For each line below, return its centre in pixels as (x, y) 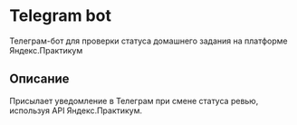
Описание (39, 79)
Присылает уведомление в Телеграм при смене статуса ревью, (134, 101)
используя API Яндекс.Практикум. (76, 111)
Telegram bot (60, 16)
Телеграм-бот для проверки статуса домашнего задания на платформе (148, 41)
